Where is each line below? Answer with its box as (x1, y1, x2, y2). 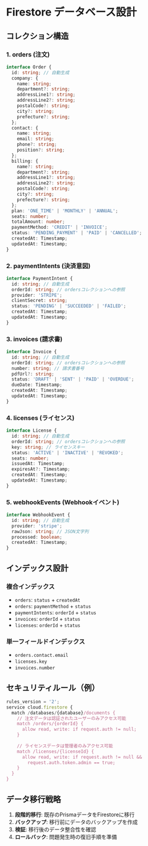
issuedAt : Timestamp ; (11, 461, 65, 467)
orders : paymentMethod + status (14, 602, 91, 609)
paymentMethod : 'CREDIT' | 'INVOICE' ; (11, 224, 108, 231)
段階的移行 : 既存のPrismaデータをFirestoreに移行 (14, 811, 135, 818)
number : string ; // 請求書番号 (11, 365, 84, 372)
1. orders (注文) (6, 50, 50, 58)
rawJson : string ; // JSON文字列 (11, 529, 89, 534)
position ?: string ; (17, 147, 65, 153)
